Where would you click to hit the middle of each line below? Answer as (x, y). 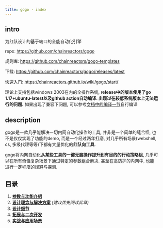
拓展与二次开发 (27, 215)
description (23, 120)
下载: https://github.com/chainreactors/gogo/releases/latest (65, 71)
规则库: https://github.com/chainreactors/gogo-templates (62, 61)
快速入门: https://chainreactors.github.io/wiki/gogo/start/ (62, 82)
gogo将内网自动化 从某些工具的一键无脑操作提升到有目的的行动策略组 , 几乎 (79, 155)
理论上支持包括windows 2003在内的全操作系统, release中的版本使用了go (78, 92)
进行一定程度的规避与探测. (31, 167)
